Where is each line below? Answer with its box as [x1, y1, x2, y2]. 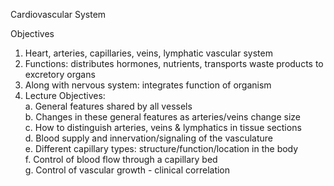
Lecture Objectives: [24, 90, 106, 101]
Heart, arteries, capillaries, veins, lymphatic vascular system [24, 47, 273, 59]
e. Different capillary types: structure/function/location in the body [24, 143, 299, 154]
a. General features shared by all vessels [24, 100, 193, 112]
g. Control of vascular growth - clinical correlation [24, 164, 231, 176]
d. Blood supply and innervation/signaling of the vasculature [24, 132, 274, 144]
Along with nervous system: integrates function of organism [24, 79, 272, 91]
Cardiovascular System [10, 9, 107, 20]
